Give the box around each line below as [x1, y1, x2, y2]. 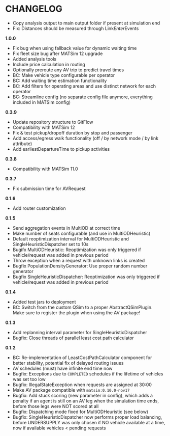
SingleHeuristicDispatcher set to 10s [12, 241, 89, 247]
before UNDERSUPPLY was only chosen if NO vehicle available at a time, [12, 419, 165, 425]
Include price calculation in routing [12, 61, 85, 67]
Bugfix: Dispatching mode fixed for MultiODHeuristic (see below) [12, 408, 149, 415]
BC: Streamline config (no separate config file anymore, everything [12, 94, 153, 100]
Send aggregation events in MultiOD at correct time [12, 225, 120, 231]
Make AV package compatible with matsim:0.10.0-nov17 [12, 387, 130, 393]
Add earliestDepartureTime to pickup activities [12, 146, 110, 152]
